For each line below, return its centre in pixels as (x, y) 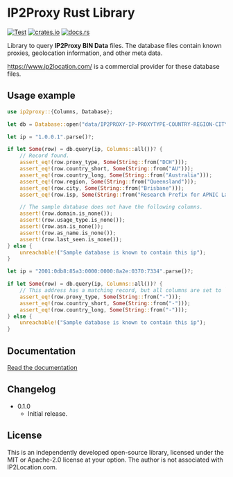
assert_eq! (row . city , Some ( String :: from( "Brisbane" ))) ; (102, 188)
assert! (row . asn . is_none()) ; (62, 227)
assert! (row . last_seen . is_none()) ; (71, 239)
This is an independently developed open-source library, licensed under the (115, 452)
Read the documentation (42, 367)
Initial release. (48, 413)
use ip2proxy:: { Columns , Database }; (60, 112)
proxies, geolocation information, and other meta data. (85, 53)
